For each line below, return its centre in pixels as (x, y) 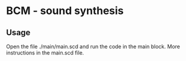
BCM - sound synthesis (65, 11)
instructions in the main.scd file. (45, 53)
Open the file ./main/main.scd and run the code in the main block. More (93, 46)
